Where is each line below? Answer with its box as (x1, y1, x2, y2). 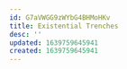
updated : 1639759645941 (9, 38, 99, 47)
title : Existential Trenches (9, 22, 119, 30)
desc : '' (9, 30, 42, 39)
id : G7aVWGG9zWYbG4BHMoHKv (9, 13, 111, 22)
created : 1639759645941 (9, 47, 99, 56)
